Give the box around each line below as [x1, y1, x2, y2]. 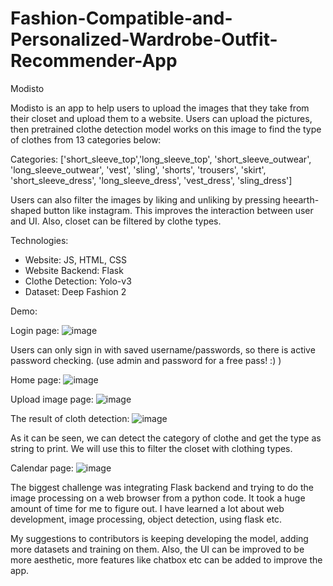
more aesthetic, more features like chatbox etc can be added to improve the [10, 553, 323, 566]
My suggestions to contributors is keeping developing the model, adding [10, 532, 309, 544]
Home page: [10, 373, 62, 386]
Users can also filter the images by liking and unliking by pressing [10, 193, 281, 206]
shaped [10, 204, 42, 216]
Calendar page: [10, 462, 74, 474]
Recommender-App [10, 50, 178, 72]
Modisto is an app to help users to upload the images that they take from [10, 102, 310, 114]
